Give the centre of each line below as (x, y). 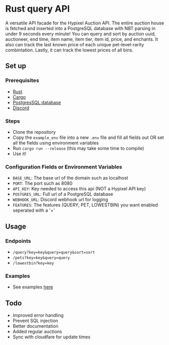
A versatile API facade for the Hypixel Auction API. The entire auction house (85, 23)
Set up (16, 66)
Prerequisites (22, 80)
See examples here (33, 287)
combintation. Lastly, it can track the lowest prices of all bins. (69, 50)
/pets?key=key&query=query (41, 257)
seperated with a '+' (34, 210)
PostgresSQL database (37, 102)
